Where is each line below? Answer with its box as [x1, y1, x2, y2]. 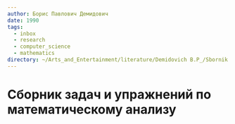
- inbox [13, 30, 37, 37]
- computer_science [13, 43, 71, 50]
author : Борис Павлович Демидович [7, 10, 109, 18]
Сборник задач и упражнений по [7, 86, 212, 102]
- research [13, 37, 46, 44]
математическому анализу [7, 101, 177, 117]
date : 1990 [7, 17, 39, 24]
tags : [7, 23, 23, 30]
